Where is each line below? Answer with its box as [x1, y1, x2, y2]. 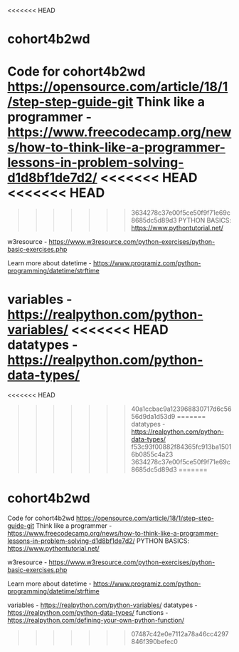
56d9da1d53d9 [131, 412, 176, 421]
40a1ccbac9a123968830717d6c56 [131, 404, 232, 413]
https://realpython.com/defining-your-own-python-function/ [7, 616, 185, 624]
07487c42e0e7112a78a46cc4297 [131, 630, 229, 638]
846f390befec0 [131, 638, 178, 646]
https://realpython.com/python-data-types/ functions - [7, 608, 169, 616]
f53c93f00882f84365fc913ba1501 [131, 442, 232, 452]
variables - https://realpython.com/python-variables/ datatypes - [7, 601, 198, 609]
